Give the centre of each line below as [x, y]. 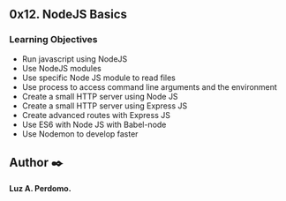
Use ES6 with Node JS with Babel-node [94, 124]
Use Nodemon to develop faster [80, 134]
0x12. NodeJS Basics [68, 15]
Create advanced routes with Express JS [96, 115]
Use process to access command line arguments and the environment [150, 86]
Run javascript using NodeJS [75, 59]
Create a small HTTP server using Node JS [100, 96]
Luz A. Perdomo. [41, 188]
